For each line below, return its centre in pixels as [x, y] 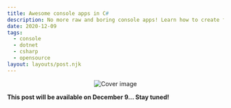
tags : [15, 32]
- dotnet [26, 45]
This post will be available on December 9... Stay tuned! [88, 97]
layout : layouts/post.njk [44, 64]
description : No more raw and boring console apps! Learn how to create [113, 20]
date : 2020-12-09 [32, 26]
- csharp [26, 52]
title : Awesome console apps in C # [58, 13]
